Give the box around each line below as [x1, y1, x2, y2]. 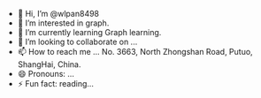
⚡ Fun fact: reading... [17, 79, 95, 88]
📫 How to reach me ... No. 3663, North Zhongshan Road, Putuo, [17, 47, 254, 57]
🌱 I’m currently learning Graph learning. [17, 27, 162, 37]
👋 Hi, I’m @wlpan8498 [17, 9, 100, 19]
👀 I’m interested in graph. [17, 18, 110, 28]
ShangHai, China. [17, 59, 81, 70]
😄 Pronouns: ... [17, 69, 75, 79]
